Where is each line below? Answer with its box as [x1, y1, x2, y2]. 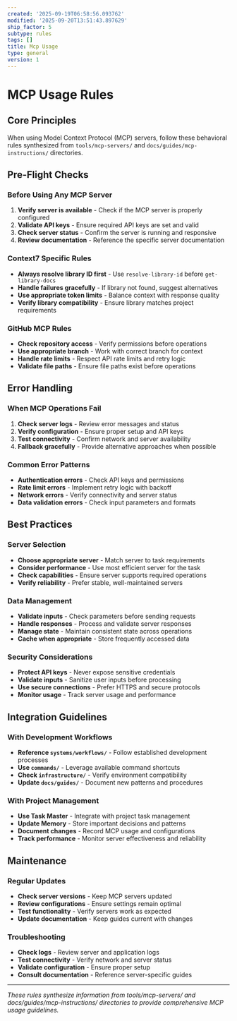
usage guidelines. [7, 1006, 59, 1015]
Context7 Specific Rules [7, 253, 92, 263]
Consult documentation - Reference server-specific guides [17, 971, 193, 979]
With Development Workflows [7, 732, 113, 742]
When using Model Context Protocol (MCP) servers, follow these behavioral [7, 133, 228, 142]
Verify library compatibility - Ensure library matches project [17, 298, 194, 307]
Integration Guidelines [7, 711, 107, 723]
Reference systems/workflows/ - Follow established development [17, 748, 207, 756]
